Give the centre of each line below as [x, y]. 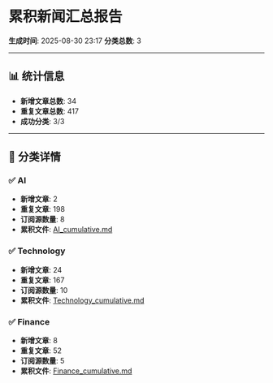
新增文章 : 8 [39, 341]
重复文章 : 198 [42, 209]
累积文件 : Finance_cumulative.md [76, 371]
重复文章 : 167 [42, 280]
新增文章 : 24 [41, 269]
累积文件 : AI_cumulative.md [66, 230]
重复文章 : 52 [41, 351]
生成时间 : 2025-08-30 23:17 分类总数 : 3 [75, 41]
